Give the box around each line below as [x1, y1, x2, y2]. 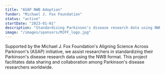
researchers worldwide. [5, 64, 53, 70]
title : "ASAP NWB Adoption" [5, 7, 63, 12]
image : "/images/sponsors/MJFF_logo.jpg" [5, 30, 91, 35]
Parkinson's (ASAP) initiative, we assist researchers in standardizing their [5, 49, 154, 54]
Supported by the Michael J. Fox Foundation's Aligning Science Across [5, 44, 149, 49]
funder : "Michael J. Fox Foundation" [5, 12, 82, 17]
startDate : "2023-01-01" [5, 21, 56, 26]
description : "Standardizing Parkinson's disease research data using [5, 25, 153, 30]
